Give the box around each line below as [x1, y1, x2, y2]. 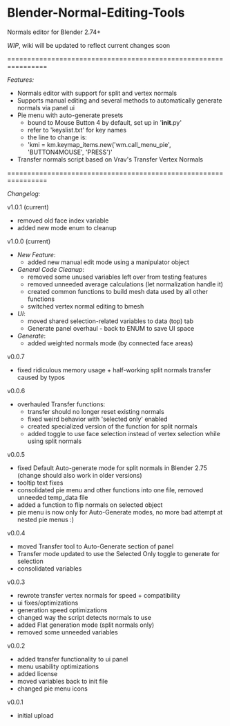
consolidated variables [17, 564, 82, 573]
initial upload [17, 711, 54, 719]
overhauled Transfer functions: [17, 400, 106, 408]
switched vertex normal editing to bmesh [27, 302, 144, 310]
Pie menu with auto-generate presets [17, 111, 124, 119]
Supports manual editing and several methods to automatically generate [17, 96, 222, 105]
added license [17, 669, 58, 677]
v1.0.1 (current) [7, 202, 50, 211]
